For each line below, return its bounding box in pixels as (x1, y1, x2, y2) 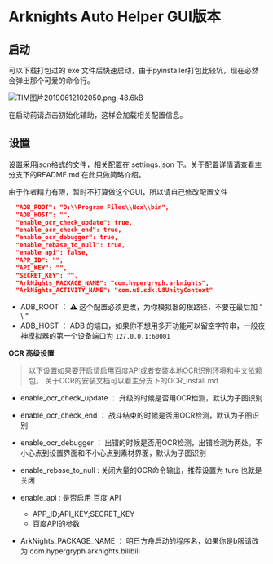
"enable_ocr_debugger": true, (15, 234, 118, 242)
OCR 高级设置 (8, 348, 55, 358)
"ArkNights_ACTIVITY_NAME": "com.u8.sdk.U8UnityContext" (15, 286, 214, 295)
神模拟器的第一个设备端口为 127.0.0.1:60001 (20, 331, 171, 341)
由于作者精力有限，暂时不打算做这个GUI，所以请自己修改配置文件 (8, 186, 228, 196)
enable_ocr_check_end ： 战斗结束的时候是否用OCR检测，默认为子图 (20, 410, 253, 420)
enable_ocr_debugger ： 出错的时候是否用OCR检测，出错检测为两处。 (20, 438, 256, 448)
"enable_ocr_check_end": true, (15, 225, 122, 234)
